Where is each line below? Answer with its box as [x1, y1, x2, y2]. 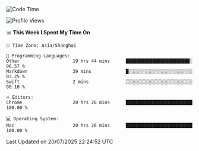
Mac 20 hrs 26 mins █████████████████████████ [6, 123, 193, 128]
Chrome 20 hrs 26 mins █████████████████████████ [6, 99, 193, 105]
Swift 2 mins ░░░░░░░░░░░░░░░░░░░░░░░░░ [6, 79, 193, 85]
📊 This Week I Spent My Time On [6, 29, 90, 36]
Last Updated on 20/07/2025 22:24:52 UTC [6, 138, 113, 145]
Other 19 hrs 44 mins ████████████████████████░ [6, 58, 193, 64]
